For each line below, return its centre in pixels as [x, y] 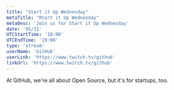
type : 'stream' [26, 46]
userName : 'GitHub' [31, 52]
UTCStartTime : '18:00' [35, 35]
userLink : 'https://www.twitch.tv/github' [61, 57]
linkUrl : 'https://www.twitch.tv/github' [60, 63]
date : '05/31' [24, 29]
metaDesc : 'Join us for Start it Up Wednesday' [68, 23]
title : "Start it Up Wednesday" [47, 12]
